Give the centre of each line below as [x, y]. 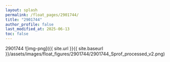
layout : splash [22, 10]
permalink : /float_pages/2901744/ [42, 15]
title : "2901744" [24, 19]
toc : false [17, 34]
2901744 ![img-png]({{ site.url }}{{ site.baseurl [54, 48]
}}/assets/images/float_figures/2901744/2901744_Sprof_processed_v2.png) [85, 54]
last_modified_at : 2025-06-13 [38, 29]
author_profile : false [29, 24]
